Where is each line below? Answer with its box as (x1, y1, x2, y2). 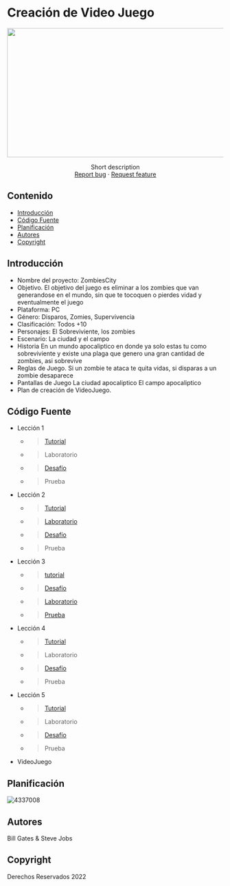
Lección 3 (16, 557, 46, 566)
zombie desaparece (16, 371, 73, 380)
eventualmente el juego (16, 298, 84, 306)
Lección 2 (16, 491, 46, 499)
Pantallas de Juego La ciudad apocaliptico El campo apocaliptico (16, 378, 201, 387)
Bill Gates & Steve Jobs (7, 834, 73, 842)
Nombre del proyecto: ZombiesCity (16, 276, 117, 284)
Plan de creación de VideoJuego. (16, 386, 112, 394)
